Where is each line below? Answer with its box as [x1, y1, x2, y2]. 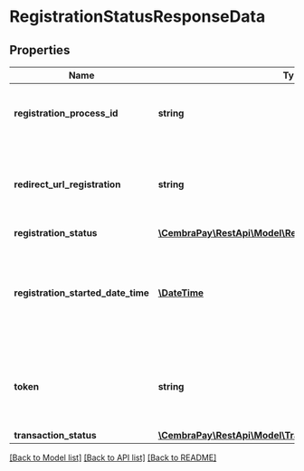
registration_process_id [14, 107, 119, 119]
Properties [9, 42, 71, 58]
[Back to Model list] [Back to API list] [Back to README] [9, 452, 217, 463]
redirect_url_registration [14, 178, 121, 191]
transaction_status [14, 429, 97, 441]
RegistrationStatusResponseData [9, 6, 266, 27]
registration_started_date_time [14, 287, 149, 299]
